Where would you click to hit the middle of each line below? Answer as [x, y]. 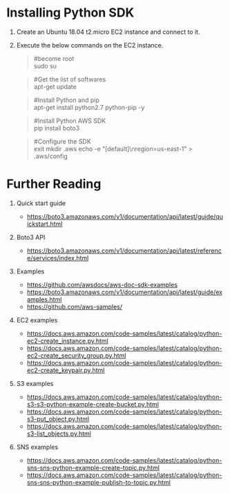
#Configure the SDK [62, 141]
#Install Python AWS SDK [70, 120]
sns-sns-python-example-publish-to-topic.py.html [98, 482]
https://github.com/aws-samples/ [74, 307]
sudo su [45, 66]
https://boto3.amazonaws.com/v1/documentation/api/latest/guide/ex [124, 292]
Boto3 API [31, 237]
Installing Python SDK [70, 13]
